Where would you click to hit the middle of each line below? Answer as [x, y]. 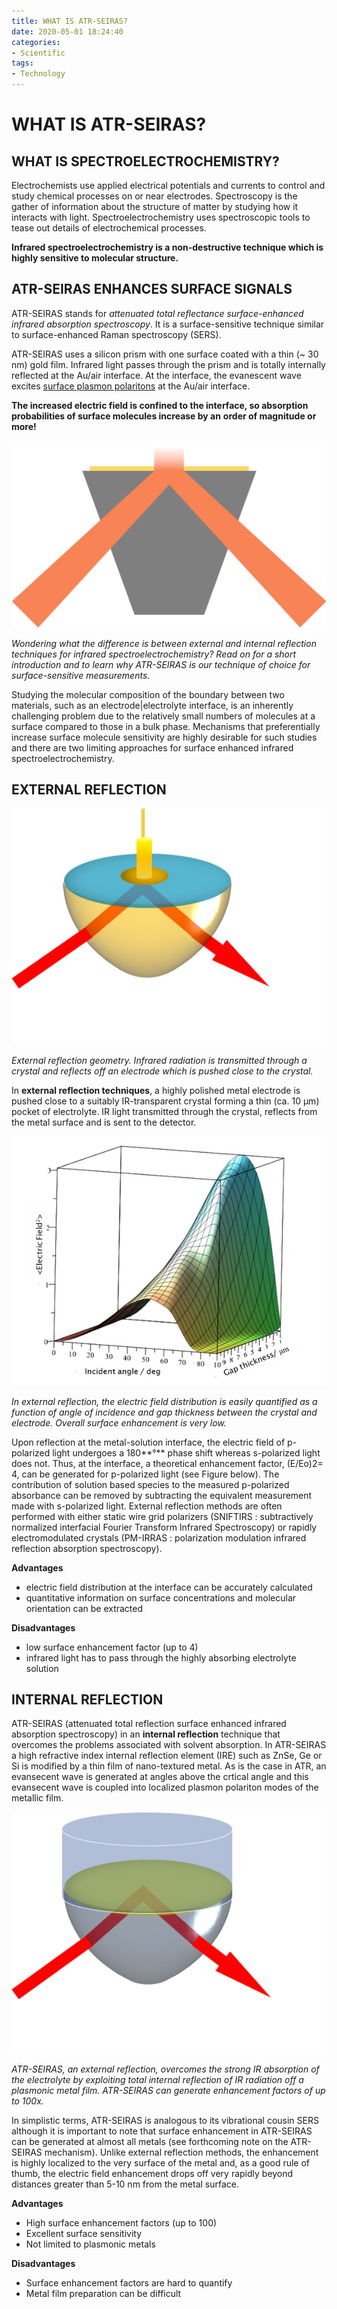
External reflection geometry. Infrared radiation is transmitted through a [159, 1060]
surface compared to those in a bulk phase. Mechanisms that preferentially [166, 726]
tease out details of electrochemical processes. [109, 228]
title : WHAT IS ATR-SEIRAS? [70, 21]
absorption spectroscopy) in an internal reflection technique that [146, 1734]
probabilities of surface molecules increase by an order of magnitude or [164, 416]
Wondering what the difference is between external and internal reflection [164, 643]
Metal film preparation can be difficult [103, 2293]
